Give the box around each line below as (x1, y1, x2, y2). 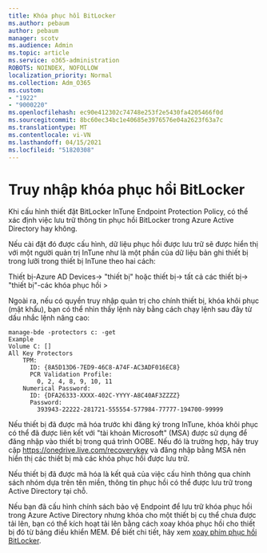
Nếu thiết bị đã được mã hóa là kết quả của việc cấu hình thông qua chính (8, 470, 251, 479)
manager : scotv (8, 34, 59, 42)
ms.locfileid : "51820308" (8, 146, 94, 154)
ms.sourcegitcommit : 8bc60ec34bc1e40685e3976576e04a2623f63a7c (8, 116, 224, 124)
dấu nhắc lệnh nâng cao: (8, 313, 90, 323)
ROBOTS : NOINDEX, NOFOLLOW (8, 64, 98, 72)
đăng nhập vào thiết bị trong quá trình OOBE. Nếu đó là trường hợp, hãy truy (8, 437, 259, 446)
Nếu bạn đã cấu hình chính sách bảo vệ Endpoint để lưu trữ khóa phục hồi (8, 502, 253, 511)
